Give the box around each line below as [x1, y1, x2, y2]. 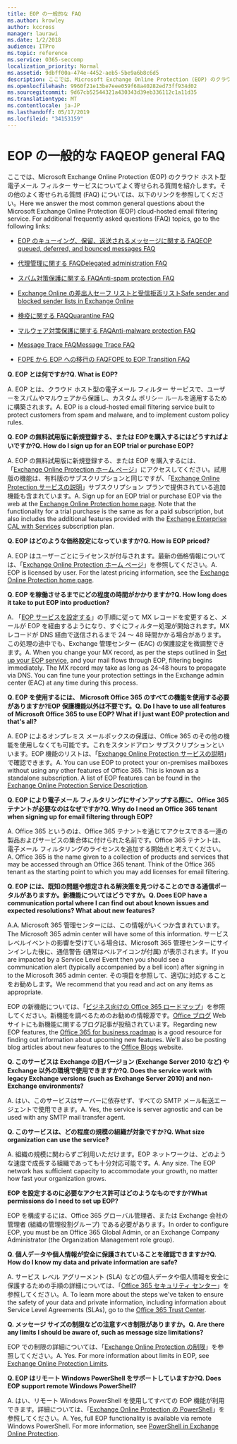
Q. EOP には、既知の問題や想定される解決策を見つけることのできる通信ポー [7, 882, 227, 891]
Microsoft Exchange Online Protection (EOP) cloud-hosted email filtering [7, 207, 218, 215]
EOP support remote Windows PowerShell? [7, 1381, 137, 1390]
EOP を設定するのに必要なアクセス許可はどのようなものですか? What [7, 1189, 208, 1197]
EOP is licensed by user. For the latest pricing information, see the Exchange [7, 568, 229, 577]
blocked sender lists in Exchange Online [17, 297, 134, 305]
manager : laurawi [7, 30, 59, 37]
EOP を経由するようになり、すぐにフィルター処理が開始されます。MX [27, 621, 230, 630]
